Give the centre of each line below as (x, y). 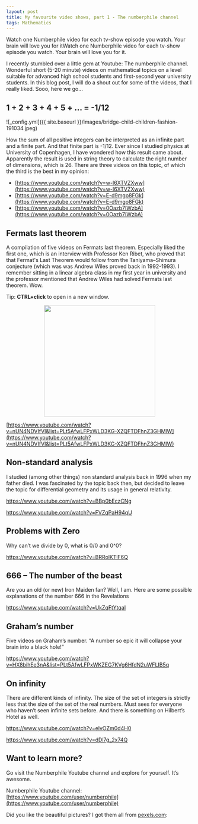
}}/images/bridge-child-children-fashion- (127, 122)
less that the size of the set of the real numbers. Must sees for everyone (94, 704)
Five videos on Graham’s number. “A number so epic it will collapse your (94, 641)
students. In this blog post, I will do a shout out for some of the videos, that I (99, 83)
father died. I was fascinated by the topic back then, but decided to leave (95, 483)
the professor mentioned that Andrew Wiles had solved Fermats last (89, 279)
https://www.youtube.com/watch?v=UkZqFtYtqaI (66, 608)
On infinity (26, 683)
